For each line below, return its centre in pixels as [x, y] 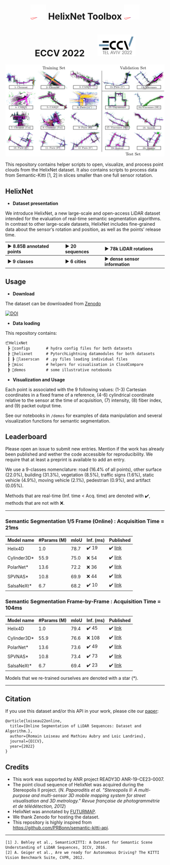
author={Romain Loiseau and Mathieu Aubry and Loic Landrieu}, [78, 736]
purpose [21, 795]
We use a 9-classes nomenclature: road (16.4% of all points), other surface [83, 470]
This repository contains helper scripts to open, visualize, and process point [84, 164]
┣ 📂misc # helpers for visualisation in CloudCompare [75, 364]
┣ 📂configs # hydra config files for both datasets [70, 349]
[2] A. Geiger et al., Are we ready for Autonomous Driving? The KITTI [82, 853]
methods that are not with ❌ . [35, 503]
